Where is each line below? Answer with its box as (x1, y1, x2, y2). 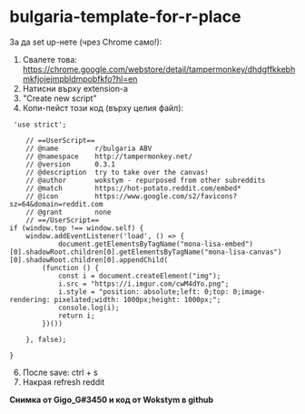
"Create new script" (22, 93, 97, 104)
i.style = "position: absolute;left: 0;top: (57, 287, 230, 297)
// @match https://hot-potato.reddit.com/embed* (25, 184, 242, 193)
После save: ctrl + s (22, 367, 98, 378)
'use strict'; (13, 120, 67, 129)
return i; (57, 311, 95, 320)
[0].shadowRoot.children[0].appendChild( (9, 255, 169, 265)
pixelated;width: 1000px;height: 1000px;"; (54, 295, 221, 304)
